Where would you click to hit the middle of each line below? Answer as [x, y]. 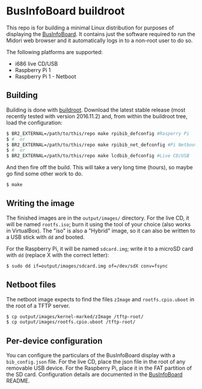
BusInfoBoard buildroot [66, 11]
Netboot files [31, 285]
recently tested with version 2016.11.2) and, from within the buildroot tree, [97, 116]
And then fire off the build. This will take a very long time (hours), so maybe [100, 167]
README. [18, 381]
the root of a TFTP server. [38, 306]
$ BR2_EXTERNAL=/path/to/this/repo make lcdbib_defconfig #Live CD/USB [98, 156]
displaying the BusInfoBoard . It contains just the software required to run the [101, 34]
